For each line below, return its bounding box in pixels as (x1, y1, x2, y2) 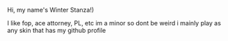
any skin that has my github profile (7, 27, 106, 34)
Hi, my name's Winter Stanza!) (7, 6, 95, 14)
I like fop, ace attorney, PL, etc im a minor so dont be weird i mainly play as (7, 19, 221, 27)
